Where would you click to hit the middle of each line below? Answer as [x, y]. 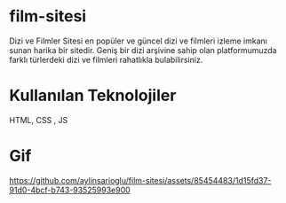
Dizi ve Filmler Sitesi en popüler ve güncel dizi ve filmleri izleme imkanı [139, 41]
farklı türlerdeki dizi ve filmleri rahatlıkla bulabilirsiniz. [106, 59]
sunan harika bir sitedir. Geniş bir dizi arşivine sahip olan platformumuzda [143, 50]
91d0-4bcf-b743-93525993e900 [70, 190]
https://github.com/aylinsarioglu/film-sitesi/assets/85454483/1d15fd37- [140, 180]
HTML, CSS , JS [39, 120]
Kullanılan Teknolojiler [93, 96]
